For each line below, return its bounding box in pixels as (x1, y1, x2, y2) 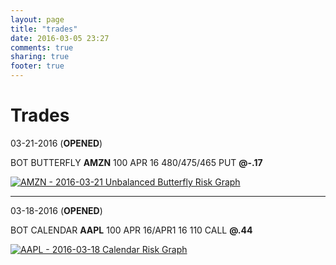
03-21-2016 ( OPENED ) (10, 137, 103, 149)
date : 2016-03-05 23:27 (10, 33, 110, 43)
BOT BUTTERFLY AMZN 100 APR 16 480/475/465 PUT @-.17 (10, 156, 263, 168)
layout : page (10, 14, 65, 25)
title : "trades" (10, 24, 78, 34)
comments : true (10, 42, 74, 53)
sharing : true (10, 52, 70, 62)
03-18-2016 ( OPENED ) (10, 204, 103, 216)
